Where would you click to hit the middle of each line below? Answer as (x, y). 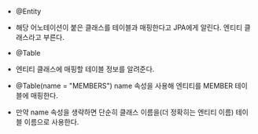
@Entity (28, 11)
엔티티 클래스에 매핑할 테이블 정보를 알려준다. (85, 69)
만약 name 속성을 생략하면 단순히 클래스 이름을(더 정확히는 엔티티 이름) (125, 112)
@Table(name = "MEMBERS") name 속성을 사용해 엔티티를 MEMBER (124, 86)
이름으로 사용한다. (52, 122)
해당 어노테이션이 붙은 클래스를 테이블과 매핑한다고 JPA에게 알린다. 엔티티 (129, 27)
